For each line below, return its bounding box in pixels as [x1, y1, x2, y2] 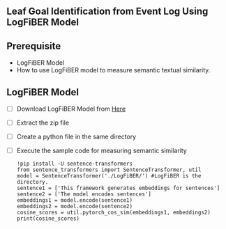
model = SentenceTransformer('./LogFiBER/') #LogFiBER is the [16, 173, 202, 180]
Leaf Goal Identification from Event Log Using [6, 6, 209, 17]
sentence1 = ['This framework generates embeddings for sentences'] [16, 184, 220, 192]
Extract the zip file [16, 118, 70, 127]
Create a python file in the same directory [16, 132, 137, 141]
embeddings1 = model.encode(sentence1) [16, 197, 133, 204]
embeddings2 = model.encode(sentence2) [16, 203, 133, 210]
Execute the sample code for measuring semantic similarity [16, 146, 188, 155]
